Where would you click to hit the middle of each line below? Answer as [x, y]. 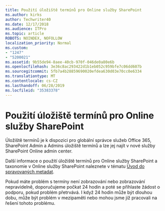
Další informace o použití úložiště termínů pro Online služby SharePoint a [81, 161]
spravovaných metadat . [30, 172]
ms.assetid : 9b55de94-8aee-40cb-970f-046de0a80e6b [60, 62]
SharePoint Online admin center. [39, 151]
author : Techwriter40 [28, 19]
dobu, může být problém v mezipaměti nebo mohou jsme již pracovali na [81, 198]
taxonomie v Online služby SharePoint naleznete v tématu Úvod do [75, 166]
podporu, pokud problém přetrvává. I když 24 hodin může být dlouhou [79, 192]
